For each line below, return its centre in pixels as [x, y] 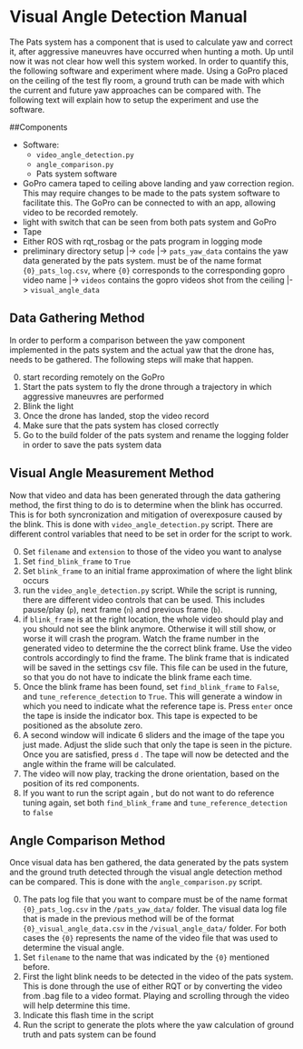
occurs [36, 580]
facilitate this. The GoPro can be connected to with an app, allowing [149, 203]
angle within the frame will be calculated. [99, 764]
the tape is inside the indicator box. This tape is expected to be [140, 715]
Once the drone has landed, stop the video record [116, 415]
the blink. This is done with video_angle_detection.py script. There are [142, 524]
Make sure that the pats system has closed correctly [121, 425]
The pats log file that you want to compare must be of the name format [155, 899]
